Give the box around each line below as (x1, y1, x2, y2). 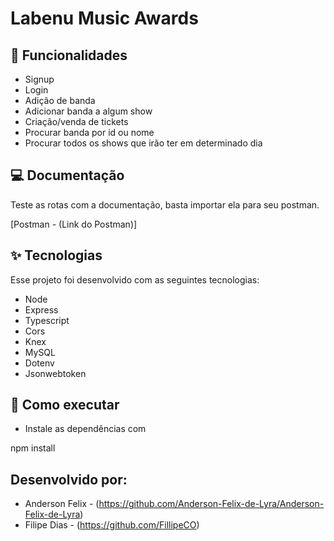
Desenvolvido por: (10, 471, 128, 488)
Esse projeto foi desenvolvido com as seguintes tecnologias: (10, 273, 260, 286)
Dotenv (24, 357, 55, 369)
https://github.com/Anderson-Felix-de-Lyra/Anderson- (98, 498, 325, 510)
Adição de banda (24, 95, 96, 106)
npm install (10, 442, 56, 454)
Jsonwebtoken (24, 367, 87, 379)
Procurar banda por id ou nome (24, 127, 155, 138)
